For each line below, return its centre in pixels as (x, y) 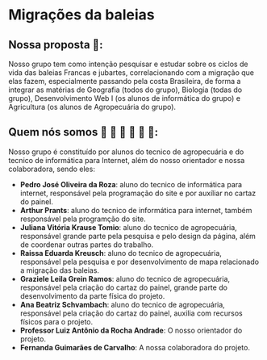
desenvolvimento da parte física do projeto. (92, 295)
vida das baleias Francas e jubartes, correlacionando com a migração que (131, 73)
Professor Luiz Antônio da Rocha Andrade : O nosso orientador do (131, 330)
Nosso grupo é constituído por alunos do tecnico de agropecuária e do (126, 152)
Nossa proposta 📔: (56, 45)
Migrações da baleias (81, 15)
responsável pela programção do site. (83, 219)
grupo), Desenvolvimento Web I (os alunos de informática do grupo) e (124, 98)
